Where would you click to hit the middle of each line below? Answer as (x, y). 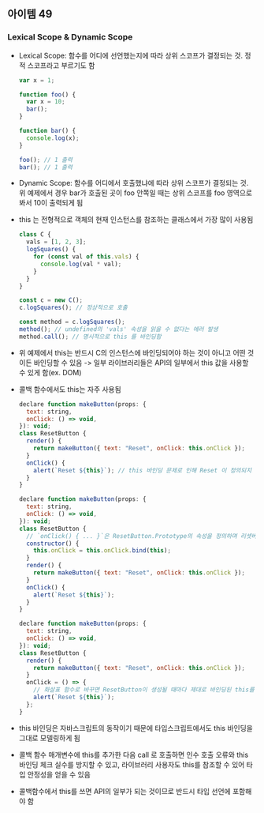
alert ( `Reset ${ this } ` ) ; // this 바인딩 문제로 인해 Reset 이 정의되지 (143, 470)
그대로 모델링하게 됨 (49, 738)
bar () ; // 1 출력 (45, 167)
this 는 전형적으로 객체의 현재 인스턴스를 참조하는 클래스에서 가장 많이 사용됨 (136, 220)
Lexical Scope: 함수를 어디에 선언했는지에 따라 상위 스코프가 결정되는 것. (131, 55)
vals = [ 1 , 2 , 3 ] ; (56, 242)
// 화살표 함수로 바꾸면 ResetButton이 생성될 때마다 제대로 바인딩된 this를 (144, 690)
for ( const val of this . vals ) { (86, 257)
